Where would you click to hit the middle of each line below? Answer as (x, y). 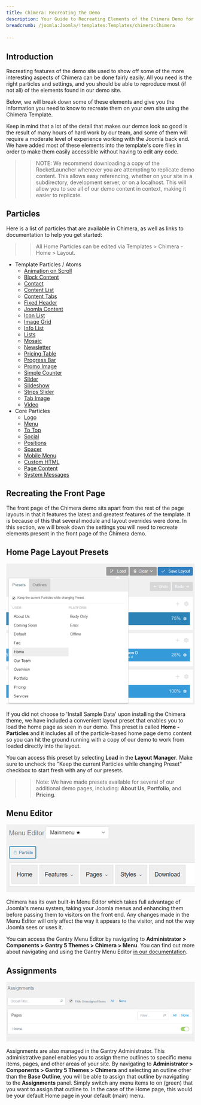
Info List (34, 328)
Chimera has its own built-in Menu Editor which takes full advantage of (93, 902)
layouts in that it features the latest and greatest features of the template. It (98, 514)
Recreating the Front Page (56, 494)
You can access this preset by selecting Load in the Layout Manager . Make (100, 757)
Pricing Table (40, 353)
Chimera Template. (30, 115)
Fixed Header (40, 302)
